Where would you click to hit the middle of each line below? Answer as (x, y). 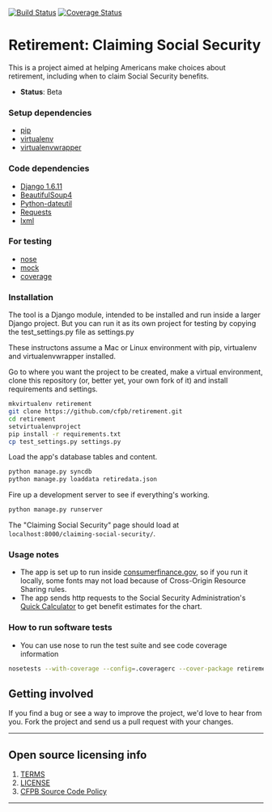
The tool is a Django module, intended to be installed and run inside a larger (134, 315)
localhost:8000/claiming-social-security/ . (82, 533)
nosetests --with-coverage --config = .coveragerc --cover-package (121, 668)
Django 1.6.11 (41, 186)
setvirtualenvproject (45, 426)
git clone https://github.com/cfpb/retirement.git (96, 412)
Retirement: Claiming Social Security (135, 45)
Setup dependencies (50, 112)
